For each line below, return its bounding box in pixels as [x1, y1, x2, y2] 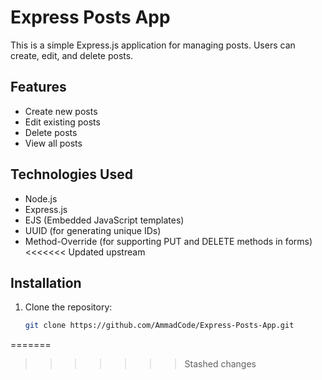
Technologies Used [10, 166, 133, 183]
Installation [10, 274, 82, 291]
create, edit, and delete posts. [10, 49, 134, 61]
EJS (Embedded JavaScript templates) [24, 214, 185, 226]
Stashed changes [184, 358, 257, 370]
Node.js [24, 192, 58, 205]
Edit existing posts [24, 116, 101, 128]
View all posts [24, 137, 83, 149]
